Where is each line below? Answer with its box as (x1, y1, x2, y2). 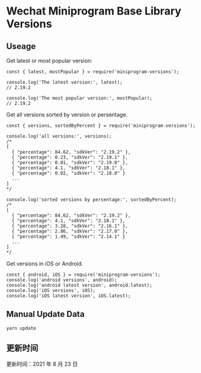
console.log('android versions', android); (6, 277, 118, 283)
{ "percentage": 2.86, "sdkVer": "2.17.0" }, (11, 228, 129, 234)
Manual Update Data (6, 309, 85, 319)
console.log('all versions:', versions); (6, 133, 112, 139)
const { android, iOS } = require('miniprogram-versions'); (6, 272, 161, 278)
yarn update (6, 325, 36, 331)
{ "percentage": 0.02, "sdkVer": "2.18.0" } (11, 170, 126, 176)
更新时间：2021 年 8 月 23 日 (6, 360, 78, 368)
